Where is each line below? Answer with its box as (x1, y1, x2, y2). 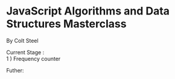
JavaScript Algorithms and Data (6, 4, 170, 18)
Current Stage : (6, 48, 45, 55)
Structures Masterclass (6, 17, 127, 31)
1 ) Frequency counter (6, 55, 61, 62)
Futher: (6, 66, 24, 74)
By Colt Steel (6, 37, 39, 44)
